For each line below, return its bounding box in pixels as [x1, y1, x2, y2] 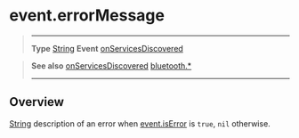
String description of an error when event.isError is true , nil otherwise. [9, 118, 271, 129]
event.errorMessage [9, 5, 165, 26]
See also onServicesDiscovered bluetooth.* [30, 60, 192, 71]
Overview [9, 94, 65, 110]
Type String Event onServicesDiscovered [30, 43, 184, 53]
